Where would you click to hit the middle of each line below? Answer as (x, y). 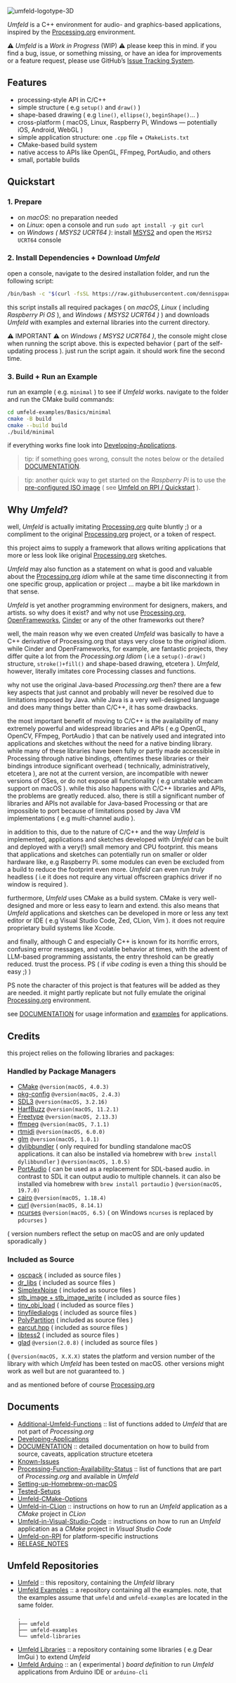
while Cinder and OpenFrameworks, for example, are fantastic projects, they (118, 649)
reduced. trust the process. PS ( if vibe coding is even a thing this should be (117, 964)
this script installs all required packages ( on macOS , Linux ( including (108, 307)
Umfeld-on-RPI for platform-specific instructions (88, 1536)
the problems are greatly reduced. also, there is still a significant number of (116, 796)
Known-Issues (38, 1461)
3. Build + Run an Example (52, 376)
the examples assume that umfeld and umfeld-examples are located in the (123, 1598)
